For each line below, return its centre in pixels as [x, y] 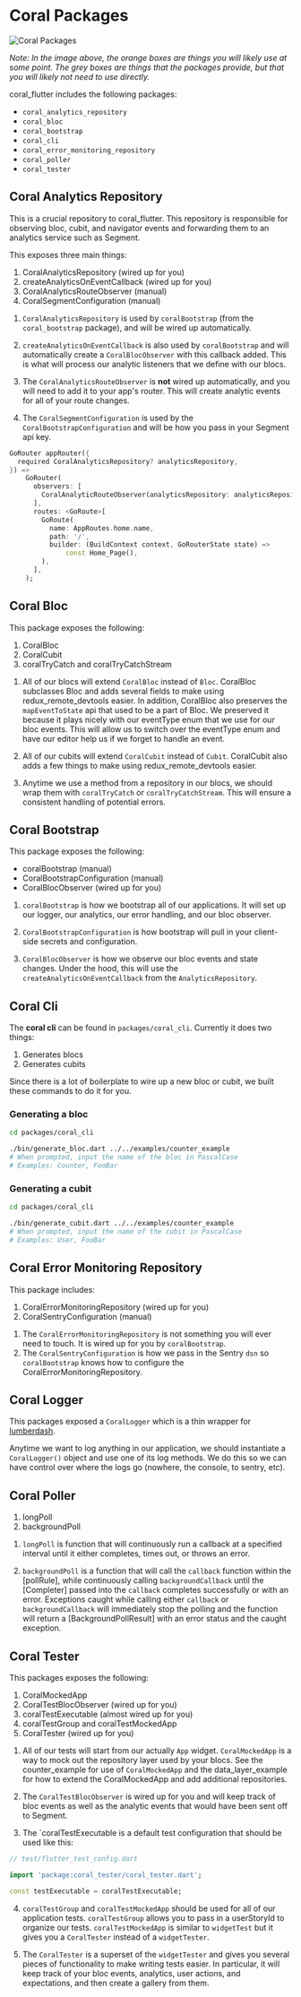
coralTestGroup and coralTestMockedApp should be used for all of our [149, 1908]
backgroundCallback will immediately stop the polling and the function [150, 1609]
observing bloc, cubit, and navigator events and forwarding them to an [139, 228]
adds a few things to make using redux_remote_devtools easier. [140, 765]
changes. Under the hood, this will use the [100, 968]
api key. [37, 436]
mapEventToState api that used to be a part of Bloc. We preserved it [145, 710]
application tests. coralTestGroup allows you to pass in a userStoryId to [153, 1917]
